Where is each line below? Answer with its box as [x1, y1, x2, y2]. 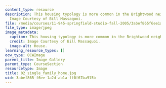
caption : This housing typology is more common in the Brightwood [9, 35, 149, 40]
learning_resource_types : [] [5, 48, 65, 53]
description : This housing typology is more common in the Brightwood [5, 12, 154, 17]
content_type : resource [5, 7, 54, 12]
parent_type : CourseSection [5, 62, 63, 66]
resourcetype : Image [5, 66, 48, 71]
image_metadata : [5, 30, 39, 35]
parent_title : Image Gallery [5, 57, 65, 62]
